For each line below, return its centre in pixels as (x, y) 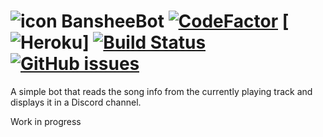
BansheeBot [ (175, 21)
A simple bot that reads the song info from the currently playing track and (161, 91)
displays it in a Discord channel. (76, 102)
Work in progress (46, 121)
